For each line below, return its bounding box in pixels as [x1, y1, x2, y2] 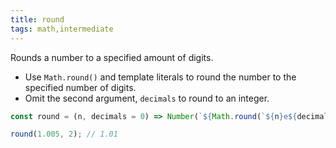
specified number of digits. [24, 81, 137, 93]
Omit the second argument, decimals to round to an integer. [24, 92, 270, 104]
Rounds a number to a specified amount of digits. [10, 51, 214, 63]
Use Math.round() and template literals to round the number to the [24, 71, 297, 83]
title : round [10, 14, 65, 25]
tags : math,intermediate [10, 24, 114, 34]
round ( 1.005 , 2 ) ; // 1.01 [10, 129, 118, 140]
